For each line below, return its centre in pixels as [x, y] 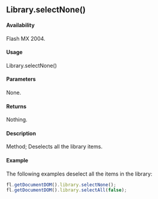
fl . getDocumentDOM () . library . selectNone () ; [61, 185]
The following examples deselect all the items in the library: [79, 174]
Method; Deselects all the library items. [54, 147]
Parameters [21, 79]
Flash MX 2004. [26, 38]
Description [21, 133]
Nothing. [17, 120]
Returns [16, 106]
